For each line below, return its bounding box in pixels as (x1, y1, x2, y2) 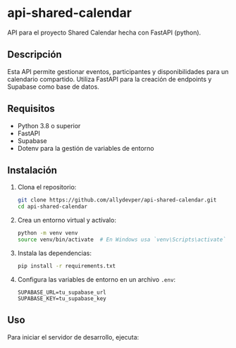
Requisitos (7, 103, 55, 115)
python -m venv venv (17, 230, 78, 237)
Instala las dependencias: (17, 249, 92, 257)
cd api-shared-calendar (17, 203, 88, 211)
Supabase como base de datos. (7, 82, 100, 91)
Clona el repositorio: (17, 183, 77, 192)
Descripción (7, 49, 62, 61)
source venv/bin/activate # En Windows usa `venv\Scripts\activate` (17, 236, 227, 243)
